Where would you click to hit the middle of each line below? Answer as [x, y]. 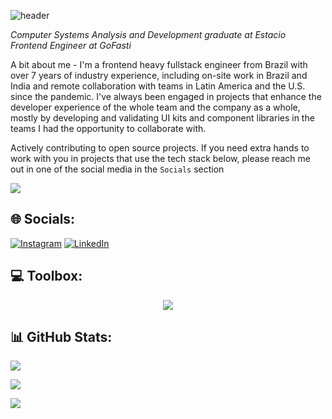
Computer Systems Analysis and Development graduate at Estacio [148, 34]
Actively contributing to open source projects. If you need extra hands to [160, 148]
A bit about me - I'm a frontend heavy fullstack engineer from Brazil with [159, 64]
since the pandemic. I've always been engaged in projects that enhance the [166, 96]
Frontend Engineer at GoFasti [71, 45]
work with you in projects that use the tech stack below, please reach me [160, 158]
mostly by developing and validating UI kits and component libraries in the [162, 118]
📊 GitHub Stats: [61, 337]
